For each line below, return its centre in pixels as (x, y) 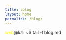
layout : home (18, 14)
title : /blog (18, 10)
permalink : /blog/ (24, 19)
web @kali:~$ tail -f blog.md (33, 33)
